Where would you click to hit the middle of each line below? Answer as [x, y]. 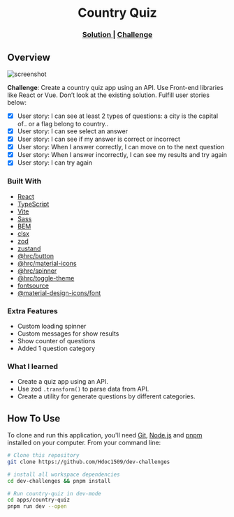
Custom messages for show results [68, 334]
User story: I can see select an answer [72, 131]
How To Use [34, 418]
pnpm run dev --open [37, 507]
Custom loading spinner [52, 326]
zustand [29, 248]
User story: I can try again [55, 163]
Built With [24, 181]
